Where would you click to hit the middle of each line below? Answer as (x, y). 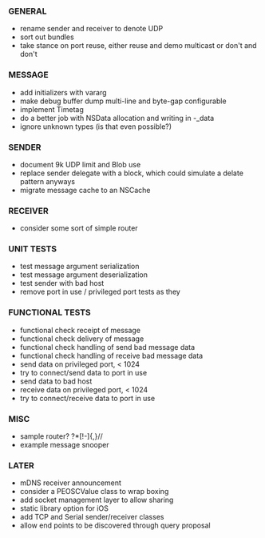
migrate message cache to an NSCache (85, 190)
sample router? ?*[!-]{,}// (61, 436)
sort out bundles (47, 37)
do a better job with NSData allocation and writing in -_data (117, 118)
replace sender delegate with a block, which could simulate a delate (131, 173)
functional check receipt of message (80, 330)
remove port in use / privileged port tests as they (100, 292)
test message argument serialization (79, 267)
